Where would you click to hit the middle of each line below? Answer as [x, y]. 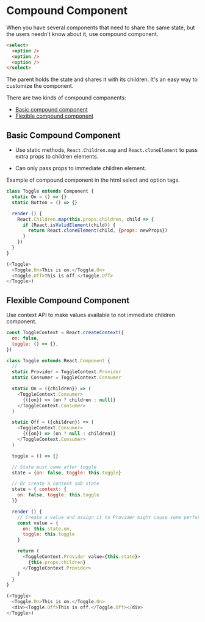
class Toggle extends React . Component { [59, 360]
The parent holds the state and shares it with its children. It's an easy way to [102, 79]
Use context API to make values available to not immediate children [91, 315]
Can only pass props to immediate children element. [81, 168]
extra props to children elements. [57, 157]
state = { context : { [39, 489]
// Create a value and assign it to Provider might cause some [99, 517]
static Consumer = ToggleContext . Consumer [67, 378]
